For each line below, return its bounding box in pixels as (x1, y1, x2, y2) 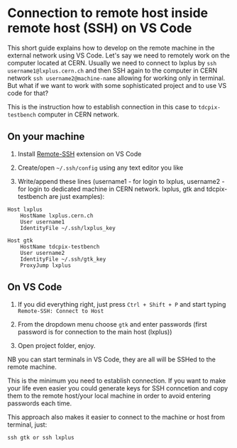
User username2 (20, 249, 65, 256)
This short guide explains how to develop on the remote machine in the (7, 43, 215, 52)
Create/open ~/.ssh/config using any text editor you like (17, 163, 184, 172)
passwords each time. (7, 399, 72, 408)
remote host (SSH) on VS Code (7, 20, 192, 36)
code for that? (7, 89, 48, 97)
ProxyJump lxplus (20, 261, 72, 269)
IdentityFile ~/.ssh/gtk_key (20, 256, 106, 263)
